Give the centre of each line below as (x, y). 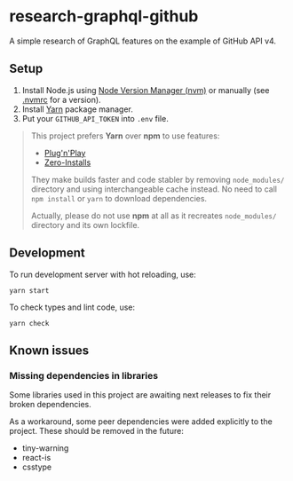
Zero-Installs (67, 162)
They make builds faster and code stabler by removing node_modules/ (158, 179)
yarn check (29, 323)
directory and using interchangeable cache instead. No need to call (154, 189)
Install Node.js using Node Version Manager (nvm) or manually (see (146, 90)
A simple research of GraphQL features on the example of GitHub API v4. (143, 41)
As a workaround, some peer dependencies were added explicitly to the (141, 422)
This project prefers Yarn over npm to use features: (125, 136)
